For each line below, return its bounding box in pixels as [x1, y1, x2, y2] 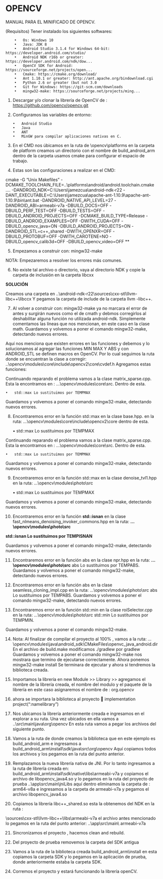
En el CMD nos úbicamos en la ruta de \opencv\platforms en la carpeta [12, 142, 155, 148]
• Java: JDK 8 [14, 42, 48, 47]
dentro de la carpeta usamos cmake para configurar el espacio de [12, 152, 145, 158]
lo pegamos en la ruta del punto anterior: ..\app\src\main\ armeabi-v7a [5, 820, 146, 826]
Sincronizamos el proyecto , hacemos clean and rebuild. [12, 829, 125, 835]
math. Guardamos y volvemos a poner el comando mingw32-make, [12, 326, 147, 332]
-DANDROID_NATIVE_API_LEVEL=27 [40, 197, 114, 203]
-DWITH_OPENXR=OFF [65, 228, 112, 234]
